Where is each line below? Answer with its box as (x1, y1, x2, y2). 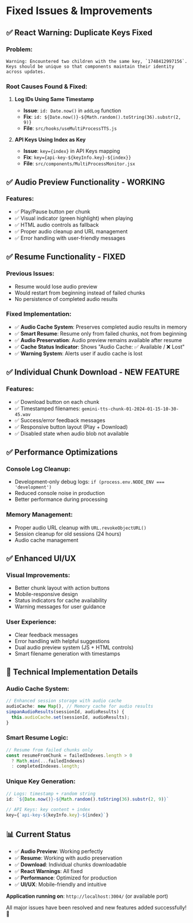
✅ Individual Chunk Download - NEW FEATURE (6, 367, 180, 377)
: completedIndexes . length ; (11, 763, 80, 770)
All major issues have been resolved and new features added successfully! (6, 904, 187, 911)
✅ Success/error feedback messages (14, 416, 106, 424)
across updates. (6, 69, 46, 75)
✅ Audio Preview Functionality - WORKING (6, 177, 165, 187)
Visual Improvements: (6, 571, 70, 579)
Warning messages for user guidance (14, 603, 106, 610)
